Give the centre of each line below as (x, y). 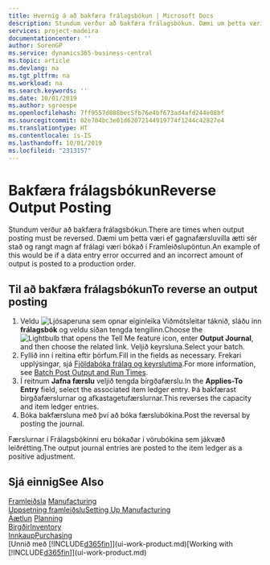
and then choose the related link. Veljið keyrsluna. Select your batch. (132, 347)
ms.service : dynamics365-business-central (80, 53)
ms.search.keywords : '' (48, 91)
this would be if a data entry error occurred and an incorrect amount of (126, 255)
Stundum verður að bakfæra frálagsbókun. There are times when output (127, 229)
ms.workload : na (35, 83)
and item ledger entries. (59, 406)
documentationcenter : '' (50, 38)
